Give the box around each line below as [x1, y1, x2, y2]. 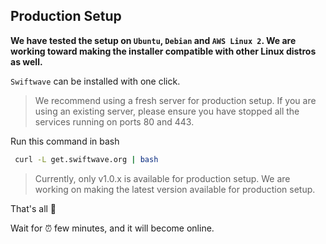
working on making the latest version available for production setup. [34, 183, 316, 195]
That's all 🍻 [10, 202, 57, 214]
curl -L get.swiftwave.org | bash [14, 154, 159, 164]
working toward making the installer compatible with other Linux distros [10, 45, 317, 57]
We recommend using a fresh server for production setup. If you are [34, 94, 317, 106]
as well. [10, 55, 43, 68]
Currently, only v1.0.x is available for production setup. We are [34, 172, 291, 184]
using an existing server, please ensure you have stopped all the [34, 105, 300, 117]
